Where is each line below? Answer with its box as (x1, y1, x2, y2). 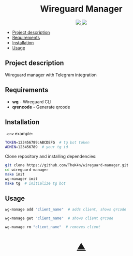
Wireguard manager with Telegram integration (5, 72, 97, 78)
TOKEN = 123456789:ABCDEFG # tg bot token (5, 140, 90, 145)
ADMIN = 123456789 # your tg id (5, 144, 68, 150)
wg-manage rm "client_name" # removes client (5, 224, 101, 230)
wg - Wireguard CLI (12, 98, 52, 105)
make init (5, 172, 25, 176)
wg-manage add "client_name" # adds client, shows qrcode (5, 207, 127, 212)
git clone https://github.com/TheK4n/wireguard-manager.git (5, 163, 129, 168)
